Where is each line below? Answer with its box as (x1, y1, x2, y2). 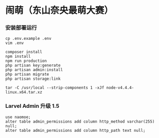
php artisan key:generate (5, 63, 61, 68)
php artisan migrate (5, 72, 50, 77)
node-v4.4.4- (106, 85, 134, 90)
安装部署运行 (5, 24, 37, 31)
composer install (5, 50, 43, 55)
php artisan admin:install (5, 67, 63, 73)
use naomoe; (5, 114, 31, 120)
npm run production (5, 58, 47, 64)
